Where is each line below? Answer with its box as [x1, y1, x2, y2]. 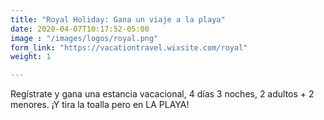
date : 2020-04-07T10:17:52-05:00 [10, 24, 150, 34]
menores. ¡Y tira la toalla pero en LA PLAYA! [10, 99, 190, 111]
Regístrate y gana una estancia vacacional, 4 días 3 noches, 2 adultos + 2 [10, 88, 315, 100]
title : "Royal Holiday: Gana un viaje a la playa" [10, 14, 226, 25]
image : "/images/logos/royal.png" [10, 33, 159, 43]
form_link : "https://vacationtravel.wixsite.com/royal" [10, 42, 248, 53]
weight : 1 [10, 52, 52, 62]
